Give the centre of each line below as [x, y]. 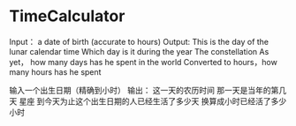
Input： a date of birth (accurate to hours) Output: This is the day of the [139, 41]
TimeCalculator [67, 16]
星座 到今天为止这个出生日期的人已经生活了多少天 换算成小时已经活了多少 [153, 101]
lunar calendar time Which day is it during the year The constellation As [139, 51]
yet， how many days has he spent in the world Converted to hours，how [144, 62]
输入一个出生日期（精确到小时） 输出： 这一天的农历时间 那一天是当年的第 [144, 90]
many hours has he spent [55, 71]
